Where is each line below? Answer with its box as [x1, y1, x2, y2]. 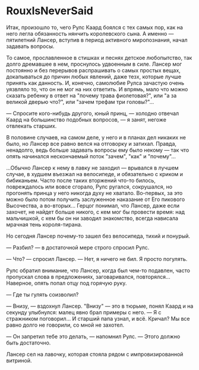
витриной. [6, 357, 32, 364]
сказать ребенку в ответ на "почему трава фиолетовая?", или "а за [6, 92, 177, 99]
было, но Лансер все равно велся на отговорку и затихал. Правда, [6, 140, 177, 147]
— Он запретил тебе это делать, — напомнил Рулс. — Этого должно [6, 333, 181, 340]
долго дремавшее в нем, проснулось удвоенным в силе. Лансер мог [6, 60, 182, 68]
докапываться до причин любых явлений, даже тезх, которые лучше [6, 73, 182, 80]
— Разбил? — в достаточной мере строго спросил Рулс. [6, 244, 150, 251]
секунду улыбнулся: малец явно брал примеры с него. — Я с [6, 308, 162, 315]
